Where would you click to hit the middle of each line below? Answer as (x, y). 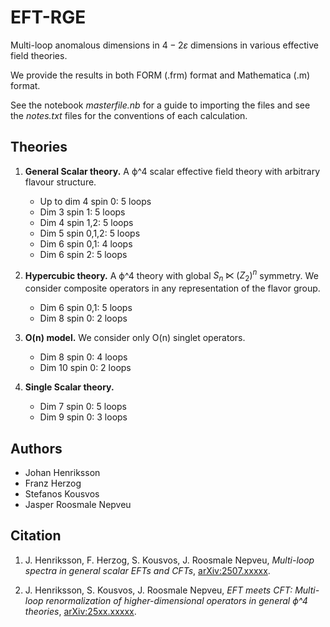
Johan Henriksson (62, 473)
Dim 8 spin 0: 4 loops (83, 357)
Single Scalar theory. (69, 387)
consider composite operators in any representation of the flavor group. (172, 288)
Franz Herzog (53, 483)
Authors (36, 448)
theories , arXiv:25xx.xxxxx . (80, 611)
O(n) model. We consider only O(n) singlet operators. (135, 338)
